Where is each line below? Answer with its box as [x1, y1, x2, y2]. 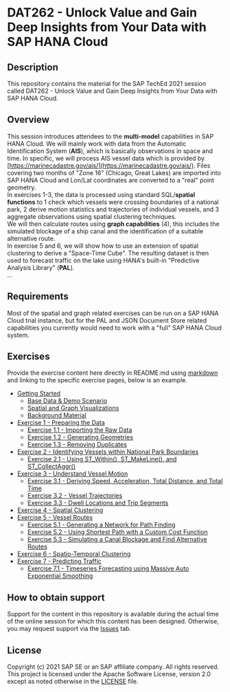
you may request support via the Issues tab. [7, 625, 132, 633]
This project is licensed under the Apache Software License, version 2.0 [7, 670, 211, 678]
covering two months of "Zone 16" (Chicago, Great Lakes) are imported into [7, 168, 221, 176]
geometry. [7, 183, 36, 192]
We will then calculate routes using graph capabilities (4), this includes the [7, 220, 220, 228]
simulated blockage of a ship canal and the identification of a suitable [7, 227, 204, 235]
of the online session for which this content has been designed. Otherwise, [7, 617, 220, 625]
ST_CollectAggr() [27, 462, 76, 471]
